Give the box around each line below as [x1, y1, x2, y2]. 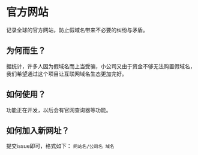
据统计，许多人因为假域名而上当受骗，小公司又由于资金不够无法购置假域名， [6, 62, 196, 69]
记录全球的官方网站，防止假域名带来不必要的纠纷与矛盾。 [6, 26, 148, 34]
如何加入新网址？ [6, 125, 70, 135]
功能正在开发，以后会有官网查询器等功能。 [6, 106, 112, 114]
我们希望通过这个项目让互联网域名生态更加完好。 [6, 70, 127, 77]
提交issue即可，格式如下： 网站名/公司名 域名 [6, 142, 115, 150]
